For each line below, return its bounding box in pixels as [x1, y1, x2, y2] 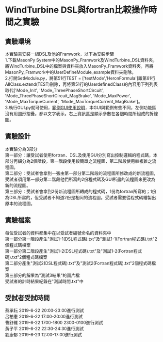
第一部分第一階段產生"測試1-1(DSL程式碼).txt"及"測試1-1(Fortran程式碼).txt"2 [5, 236, 158, 242]
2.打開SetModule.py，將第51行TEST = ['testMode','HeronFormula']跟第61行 [5, 76, 156, 81]
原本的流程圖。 [5, 201, 35, 206]
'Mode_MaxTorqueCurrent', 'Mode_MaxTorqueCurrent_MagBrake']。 [5, 99, 143, 104]
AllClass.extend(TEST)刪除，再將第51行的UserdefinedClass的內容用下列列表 [5, 81, 158, 87]
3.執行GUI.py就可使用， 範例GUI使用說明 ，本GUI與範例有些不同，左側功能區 [5, 105, 157, 110]
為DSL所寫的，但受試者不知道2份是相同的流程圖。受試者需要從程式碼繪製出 [5, 194, 156, 200]
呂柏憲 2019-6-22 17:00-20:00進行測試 [5, 313, 83, 320]
